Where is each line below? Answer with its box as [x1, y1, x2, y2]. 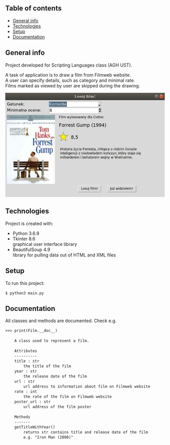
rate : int [14, 389, 37, 394]
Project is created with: [5, 220, 54, 227]
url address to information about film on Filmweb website [23, 384, 151, 389]
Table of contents [5, 4, 62, 13]
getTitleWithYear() [14, 425, 56, 430]
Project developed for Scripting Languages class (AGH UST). [5, 62, 133, 68]
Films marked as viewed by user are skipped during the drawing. [5, 82, 140, 88]
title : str [14, 359, 39, 364]
